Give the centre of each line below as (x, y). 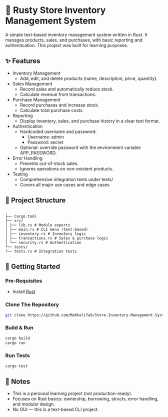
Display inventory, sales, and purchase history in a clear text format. (90, 121)
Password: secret (45, 142)
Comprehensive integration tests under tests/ (66, 179)
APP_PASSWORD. (38, 152)
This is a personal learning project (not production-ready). (72, 393)
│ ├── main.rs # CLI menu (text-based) (47, 229)
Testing (20, 174)
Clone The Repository (32, 304)
